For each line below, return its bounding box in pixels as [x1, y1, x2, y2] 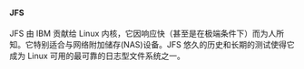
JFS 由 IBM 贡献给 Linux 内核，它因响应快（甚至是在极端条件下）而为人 [9, 28, 277, 39]
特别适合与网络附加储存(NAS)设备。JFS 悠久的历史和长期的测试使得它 [33, 39, 295, 50]
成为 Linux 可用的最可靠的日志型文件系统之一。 [9, 50, 186, 62]
